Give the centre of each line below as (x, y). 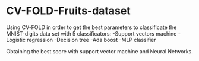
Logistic (16, 40)
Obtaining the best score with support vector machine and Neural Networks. (99, 51)
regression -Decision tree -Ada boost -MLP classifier (91, 40)
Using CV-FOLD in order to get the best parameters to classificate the (91, 27)
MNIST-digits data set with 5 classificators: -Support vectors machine (91, 33)
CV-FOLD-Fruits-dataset (68, 11)
